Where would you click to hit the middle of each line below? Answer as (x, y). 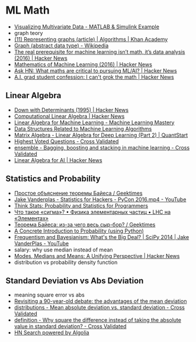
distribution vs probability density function (66, 262)
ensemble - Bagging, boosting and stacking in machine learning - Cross (102, 147)
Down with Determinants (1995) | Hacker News (71, 109)
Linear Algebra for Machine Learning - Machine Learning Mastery (94, 122)
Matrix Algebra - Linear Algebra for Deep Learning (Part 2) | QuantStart (101, 135)
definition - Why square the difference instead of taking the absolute (98, 320)
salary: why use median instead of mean (63, 250)
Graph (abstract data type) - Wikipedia (61, 46)
